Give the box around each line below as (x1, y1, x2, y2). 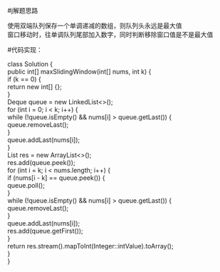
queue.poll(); (7, 181, 45, 189)
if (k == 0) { (7, 75, 41, 84)
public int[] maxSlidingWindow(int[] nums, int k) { (7, 67, 152, 76)
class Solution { (7, 60, 53, 68)
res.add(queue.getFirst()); (7, 227, 83, 235)
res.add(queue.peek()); (7, 158, 76, 166)
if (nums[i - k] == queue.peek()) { (7, 173, 105, 182)
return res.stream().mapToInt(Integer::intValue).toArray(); (7, 242, 174, 250)
